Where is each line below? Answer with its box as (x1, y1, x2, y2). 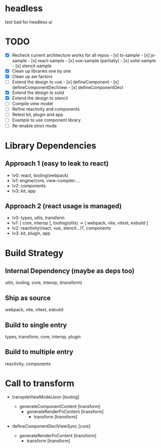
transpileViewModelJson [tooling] (12, 394, 80, 400)
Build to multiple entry (5, 348, 74, 356)
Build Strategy (5, 247, 64, 259)
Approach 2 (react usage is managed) (5, 202, 122, 210)
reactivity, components (5, 361, 51, 367)
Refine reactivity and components (12, 106, 80, 112)
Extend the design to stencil (12, 95, 68, 101)
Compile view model (12, 101, 53, 107)
